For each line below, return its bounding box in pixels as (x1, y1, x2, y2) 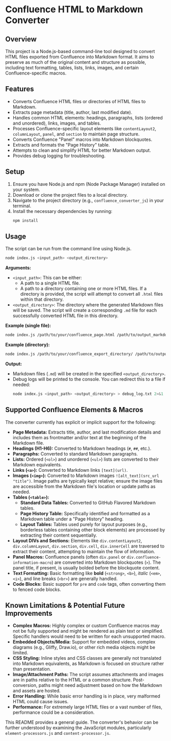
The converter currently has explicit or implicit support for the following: (5, 419, 156, 425)
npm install (12, 218, 38, 223)
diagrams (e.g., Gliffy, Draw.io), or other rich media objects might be (12, 644, 155, 651)
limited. (12, 650, 28, 656)
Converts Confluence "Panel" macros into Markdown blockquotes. (12, 136, 153, 142)
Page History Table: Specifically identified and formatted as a (20, 510, 150, 516)
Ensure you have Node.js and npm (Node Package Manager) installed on (12, 181, 165, 187)
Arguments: (5, 265, 32, 271)
